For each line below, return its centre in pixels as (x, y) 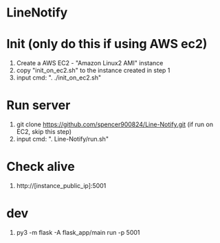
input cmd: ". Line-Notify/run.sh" (63, 139)
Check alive (41, 167)
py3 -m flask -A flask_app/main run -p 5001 (78, 232)
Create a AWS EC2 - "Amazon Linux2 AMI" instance (90, 63)
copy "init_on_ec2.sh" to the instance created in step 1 (93, 71)
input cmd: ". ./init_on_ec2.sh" (59, 78)
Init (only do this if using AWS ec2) (107, 44)
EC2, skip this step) (44, 132)
